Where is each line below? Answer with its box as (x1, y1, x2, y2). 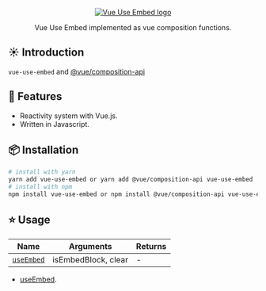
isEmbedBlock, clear (52, 254, 129, 265)
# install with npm (8, 183, 73, 191)
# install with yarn (8, 168, 77, 176)
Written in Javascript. (19, 119, 89, 128)
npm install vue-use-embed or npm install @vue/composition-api (8, 190, 225, 198)
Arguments (68, 240, 112, 251)
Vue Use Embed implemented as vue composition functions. (34, 23, 232, 32)
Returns (135, 240, 167, 251)
